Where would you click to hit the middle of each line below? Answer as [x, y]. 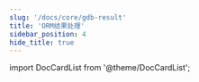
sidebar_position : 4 [48, 34]
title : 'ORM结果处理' [47, 26]
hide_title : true [42, 42]
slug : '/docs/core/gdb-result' [68, 17]
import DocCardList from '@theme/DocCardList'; [100, 68]
